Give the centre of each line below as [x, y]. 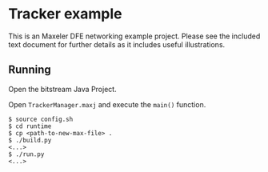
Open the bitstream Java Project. [63, 89]
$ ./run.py [26, 154]
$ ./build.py [30, 140]
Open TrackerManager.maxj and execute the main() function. [107, 104]
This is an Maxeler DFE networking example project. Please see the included [134, 36]
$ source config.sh [41, 119]
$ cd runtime [30, 126]
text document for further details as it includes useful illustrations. [117, 44]
